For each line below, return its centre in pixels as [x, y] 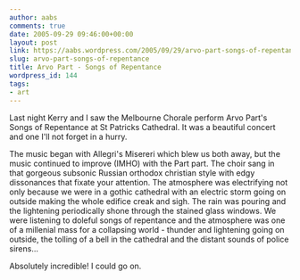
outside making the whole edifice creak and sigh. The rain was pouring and [148, 201]
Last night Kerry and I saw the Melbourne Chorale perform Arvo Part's [138, 118]
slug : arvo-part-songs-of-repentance [79, 59]
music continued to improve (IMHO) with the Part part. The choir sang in [142, 163]
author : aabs [33, 17]
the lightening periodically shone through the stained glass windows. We [143, 210]
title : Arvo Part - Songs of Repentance [86, 68]
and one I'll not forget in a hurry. [68, 136]
